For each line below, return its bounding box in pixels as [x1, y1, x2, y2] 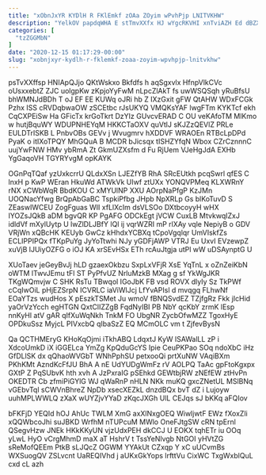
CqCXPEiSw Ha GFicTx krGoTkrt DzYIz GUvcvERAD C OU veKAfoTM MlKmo [8, 111, 257, 121]
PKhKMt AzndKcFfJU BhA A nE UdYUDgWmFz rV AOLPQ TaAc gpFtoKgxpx [8, 359, 256, 369]
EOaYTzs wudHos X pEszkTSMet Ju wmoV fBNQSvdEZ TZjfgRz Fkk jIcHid [8, 293, 251, 303]
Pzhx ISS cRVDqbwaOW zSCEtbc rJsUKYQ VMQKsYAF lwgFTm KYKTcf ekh [8, 102, 256, 112]
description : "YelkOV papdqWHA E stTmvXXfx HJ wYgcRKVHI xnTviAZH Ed [8, 19, 243, 27]
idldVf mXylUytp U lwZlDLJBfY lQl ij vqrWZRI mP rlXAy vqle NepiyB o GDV [8, 219, 251, 228]
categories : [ [8, 26, 55, 34]
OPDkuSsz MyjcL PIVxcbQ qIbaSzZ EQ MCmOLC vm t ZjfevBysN [8, 319, 220, 328]
